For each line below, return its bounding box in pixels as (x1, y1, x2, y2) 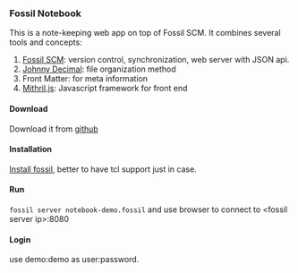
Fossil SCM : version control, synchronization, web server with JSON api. (21, 55, 290, 65)
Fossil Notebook (9, 7, 82, 20)
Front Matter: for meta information (21, 73, 149, 84)
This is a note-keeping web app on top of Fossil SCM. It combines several (9, 28, 281, 38)
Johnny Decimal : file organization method (21, 64, 176, 74)
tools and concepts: (9, 37, 82, 47)
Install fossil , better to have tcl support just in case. (9, 164, 197, 175)
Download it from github (9, 124, 98, 134)
